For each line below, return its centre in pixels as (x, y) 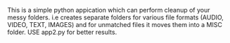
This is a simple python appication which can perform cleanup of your (109, 10)
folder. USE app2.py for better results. (62, 32)
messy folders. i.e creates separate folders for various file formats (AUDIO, (115, 17)
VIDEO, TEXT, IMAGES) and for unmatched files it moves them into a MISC (115, 25)
